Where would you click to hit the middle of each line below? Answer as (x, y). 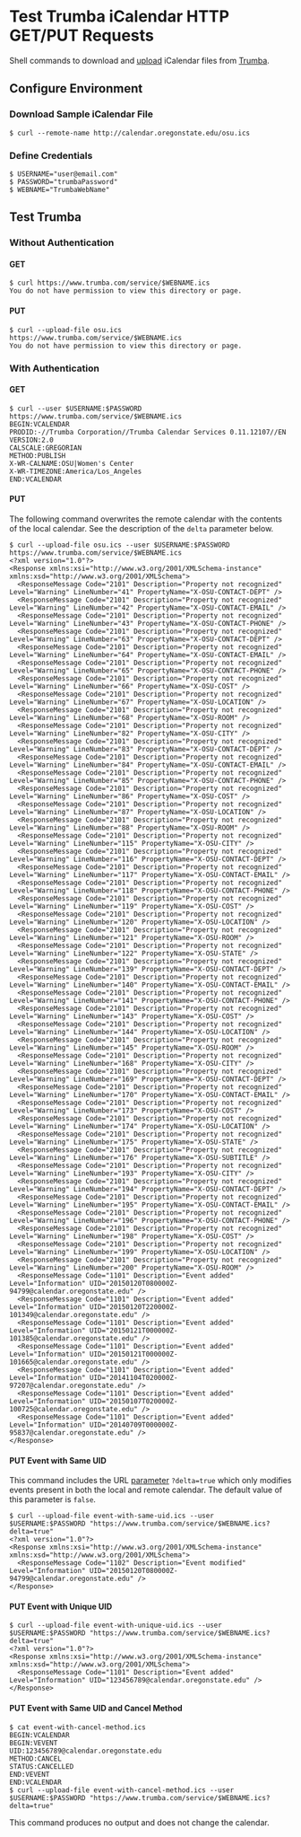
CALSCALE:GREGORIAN (46, 448)
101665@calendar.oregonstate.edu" (74, 1362)
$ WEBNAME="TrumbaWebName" (60, 189)
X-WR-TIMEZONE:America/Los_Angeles (76, 471)
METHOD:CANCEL (36, 1758)
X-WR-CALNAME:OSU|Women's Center (72, 463)
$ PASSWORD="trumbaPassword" (64, 181)
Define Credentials (51, 155)
